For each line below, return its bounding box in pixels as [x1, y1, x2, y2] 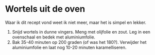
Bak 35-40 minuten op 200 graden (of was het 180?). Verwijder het [12, 39, 147, 45]
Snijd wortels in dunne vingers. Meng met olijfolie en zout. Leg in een [12, 29, 151, 35]
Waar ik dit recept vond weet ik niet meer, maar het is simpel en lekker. [5, 19, 147, 25]
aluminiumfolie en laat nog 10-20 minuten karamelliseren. [12, 44, 127, 50]
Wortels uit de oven [5, 3, 86, 15]
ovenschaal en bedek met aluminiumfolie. [12, 34, 96, 40]
